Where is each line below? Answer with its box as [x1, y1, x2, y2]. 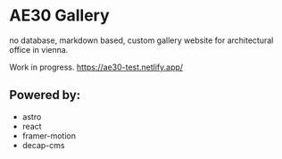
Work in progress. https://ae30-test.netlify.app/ [9, 62, 184, 72]
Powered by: [9, 88, 81, 103]
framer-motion [21, 130, 76, 141]
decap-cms [21, 139, 65, 150]
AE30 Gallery [9, 5, 110, 26]
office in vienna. [9, 44, 69, 54]
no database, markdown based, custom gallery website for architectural [9, 35, 274, 46]
